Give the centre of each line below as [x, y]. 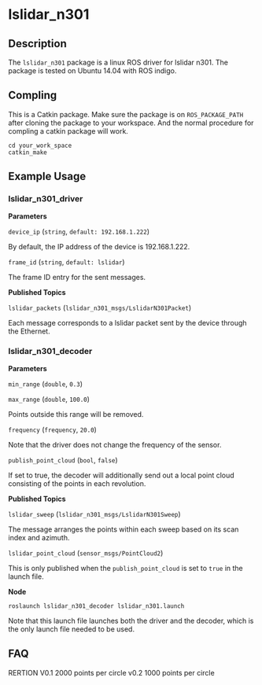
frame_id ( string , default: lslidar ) [66, 262]
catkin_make [28, 152]
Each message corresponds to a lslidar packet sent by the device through [127, 322]
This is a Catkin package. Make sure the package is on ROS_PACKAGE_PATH [126, 114]
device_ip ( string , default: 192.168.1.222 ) [79, 231]
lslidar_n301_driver [46, 199]
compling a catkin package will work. [68, 131]
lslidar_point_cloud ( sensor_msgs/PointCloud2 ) [86, 553]
